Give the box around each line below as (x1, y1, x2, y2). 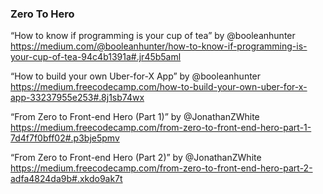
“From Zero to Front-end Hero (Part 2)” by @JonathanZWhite (10, 152, 262, 164)
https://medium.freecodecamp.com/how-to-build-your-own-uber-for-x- (10, 81, 308, 93)
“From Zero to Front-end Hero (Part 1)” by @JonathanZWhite (10, 111, 260, 123)
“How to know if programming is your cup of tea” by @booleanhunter (10, 30, 296, 42)
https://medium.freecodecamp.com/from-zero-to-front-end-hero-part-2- (10, 162, 313, 174)
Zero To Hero (10, 7, 75, 21)
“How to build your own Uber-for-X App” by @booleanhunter (10, 70, 262, 82)
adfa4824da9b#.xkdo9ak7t (10, 173, 123, 185)
